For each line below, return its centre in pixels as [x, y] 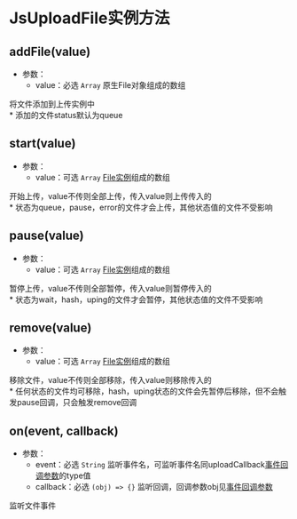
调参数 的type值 [63, 475]
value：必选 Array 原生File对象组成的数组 [110, 85]
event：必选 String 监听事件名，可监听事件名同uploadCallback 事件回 [162, 465]
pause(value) [47, 236]
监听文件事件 [32, 506]
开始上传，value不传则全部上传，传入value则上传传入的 [110, 196]
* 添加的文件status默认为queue [66, 115]
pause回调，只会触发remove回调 [77, 403]
